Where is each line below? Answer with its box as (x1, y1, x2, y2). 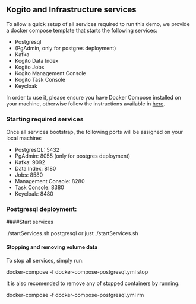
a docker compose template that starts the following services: (6, 27, 157, 34)
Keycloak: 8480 (14, 190, 53, 197)
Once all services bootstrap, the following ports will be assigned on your (6, 129, 183, 136)
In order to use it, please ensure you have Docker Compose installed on (6, 94, 181, 101)
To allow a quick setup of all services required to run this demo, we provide (6, 20, 190, 27)
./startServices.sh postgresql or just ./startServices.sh (6, 230, 138, 237)
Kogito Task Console (14, 76, 65, 83)
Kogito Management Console (14, 69, 86, 76)
